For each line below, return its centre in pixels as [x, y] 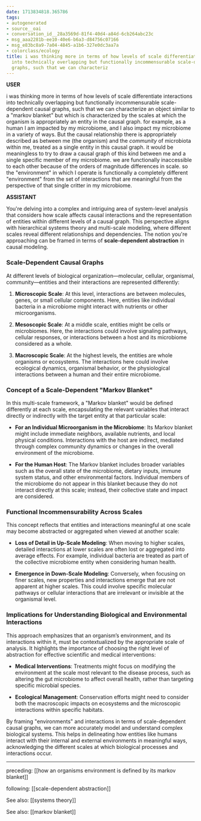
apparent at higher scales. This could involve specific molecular [93, 586]
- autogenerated [26, 23]
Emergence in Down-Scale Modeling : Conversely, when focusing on [100, 574]
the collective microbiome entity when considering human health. [95, 562]
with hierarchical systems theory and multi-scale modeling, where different [99, 228]
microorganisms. [36, 313]
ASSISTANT [22, 197]
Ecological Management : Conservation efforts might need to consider [102, 697]
